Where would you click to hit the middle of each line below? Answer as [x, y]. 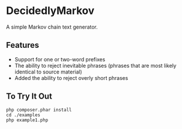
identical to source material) [48, 72]
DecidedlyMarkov [50, 11]
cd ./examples [23, 115]
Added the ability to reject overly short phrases [71, 78]
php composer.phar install [39, 110]
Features [23, 45]
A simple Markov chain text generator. [52, 27]
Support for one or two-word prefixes [60, 59]
